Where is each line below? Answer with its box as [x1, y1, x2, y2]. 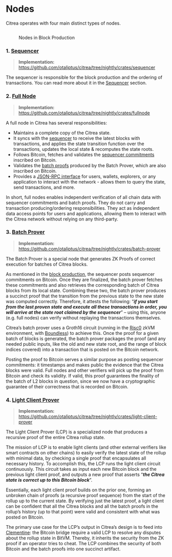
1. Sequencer [6, 47, 39, 54]
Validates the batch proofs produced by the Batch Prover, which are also [13, 162, 166, 168]
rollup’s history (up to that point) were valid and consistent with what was [6, 509, 160, 515]
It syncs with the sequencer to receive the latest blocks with [13, 135, 140, 141]
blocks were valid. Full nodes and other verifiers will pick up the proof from [6, 367, 164, 373]
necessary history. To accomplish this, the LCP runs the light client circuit [6, 461, 161, 467]
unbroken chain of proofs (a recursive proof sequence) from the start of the [6, 492, 165, 499]
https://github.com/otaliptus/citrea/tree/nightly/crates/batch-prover [18, 246, 161, 252]
